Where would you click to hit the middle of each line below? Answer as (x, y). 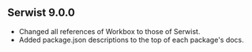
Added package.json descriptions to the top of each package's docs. (131, 40)
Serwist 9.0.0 (41, 13)
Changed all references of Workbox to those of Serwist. (109, 31)
